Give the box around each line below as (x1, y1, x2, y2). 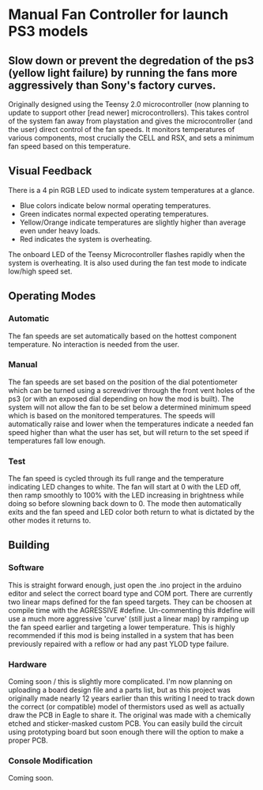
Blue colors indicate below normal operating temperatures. (19, 200, 212, 210)
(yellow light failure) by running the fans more (8, 66, 238, 80)
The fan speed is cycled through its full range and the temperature (8, 474, 224, 483)
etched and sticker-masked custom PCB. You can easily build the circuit (8, 719, 243, 728)
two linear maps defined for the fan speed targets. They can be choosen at (8, 597, 253, 607)
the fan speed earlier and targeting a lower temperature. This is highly (8, 622, 235, 632)
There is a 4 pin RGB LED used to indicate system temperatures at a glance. (8, 185, 255, 195)
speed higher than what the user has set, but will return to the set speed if (8, 427, 250, 437)
